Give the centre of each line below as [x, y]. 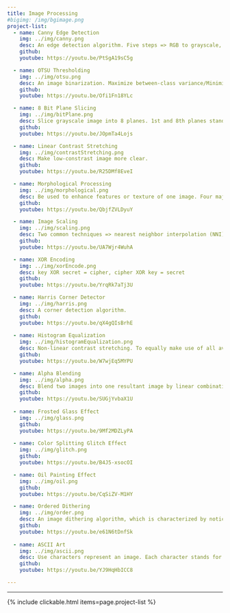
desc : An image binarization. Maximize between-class [98, 83]
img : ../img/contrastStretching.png [72, 152]
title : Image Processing [42, 13]
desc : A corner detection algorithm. [73, 310]
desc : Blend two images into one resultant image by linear [107, 386]
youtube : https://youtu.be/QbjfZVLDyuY [76, 210]
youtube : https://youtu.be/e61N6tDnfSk [76, 531]
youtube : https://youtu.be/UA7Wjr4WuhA [76, 247]
